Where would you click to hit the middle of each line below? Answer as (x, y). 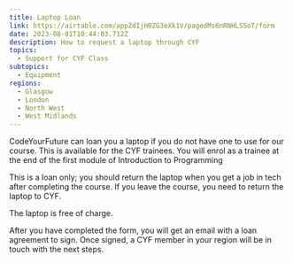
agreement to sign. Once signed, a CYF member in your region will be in (140, 240)
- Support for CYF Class (63, 58)
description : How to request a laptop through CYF (104, 42)
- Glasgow (35, 91)
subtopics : (29, 67)
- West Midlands (47, 116)
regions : (25, 83)
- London (33, 100)
